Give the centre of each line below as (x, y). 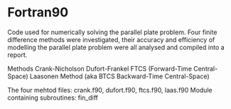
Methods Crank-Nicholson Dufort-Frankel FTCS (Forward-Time (100, 68)
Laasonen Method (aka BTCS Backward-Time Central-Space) (119, 76)
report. (17, 55)
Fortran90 (38, 12)
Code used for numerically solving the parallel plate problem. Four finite (112, 32)
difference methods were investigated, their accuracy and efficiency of (111, 39)
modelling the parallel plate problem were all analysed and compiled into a (116, 47)
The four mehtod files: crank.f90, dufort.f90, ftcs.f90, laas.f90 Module (110, 90)
